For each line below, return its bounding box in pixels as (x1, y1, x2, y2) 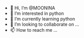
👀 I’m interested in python (10, 10, 64, 16)
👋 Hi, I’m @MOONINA (10, 5, 55, 11)
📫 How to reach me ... (10, 27, 58, 33)
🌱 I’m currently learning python (10, 16, 75, 22)
